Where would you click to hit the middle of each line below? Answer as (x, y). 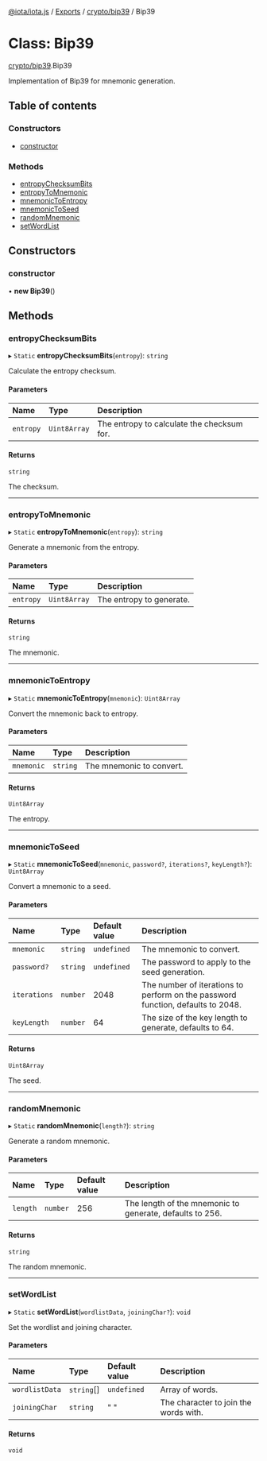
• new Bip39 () (32, 291)
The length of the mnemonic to (182, 1204)
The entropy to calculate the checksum (170, 423)
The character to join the (206, 1403)
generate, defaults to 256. (173, 1213)
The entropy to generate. (144, 600)
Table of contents (52, 106)
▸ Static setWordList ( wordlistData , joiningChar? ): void (100, 1312)
